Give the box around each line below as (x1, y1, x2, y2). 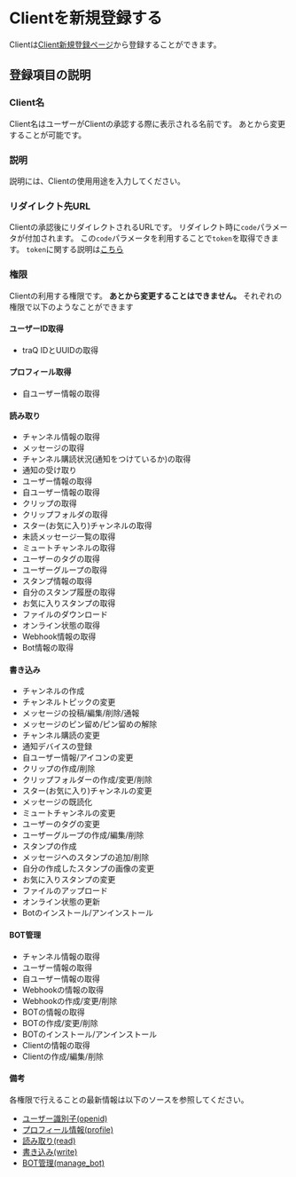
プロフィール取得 (9, 367, 72, 377)
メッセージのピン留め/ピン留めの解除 (21, 719, 158, 730)
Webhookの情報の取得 (21, 984, 105, 995)
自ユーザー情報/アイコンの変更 (21, 752, 134, 763)
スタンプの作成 (21, 841, 77, 852)
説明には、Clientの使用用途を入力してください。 (9, 175, 186, 186)
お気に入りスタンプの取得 (21, 598, 116, 609)
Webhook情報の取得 (21, 631, 97, 642)
